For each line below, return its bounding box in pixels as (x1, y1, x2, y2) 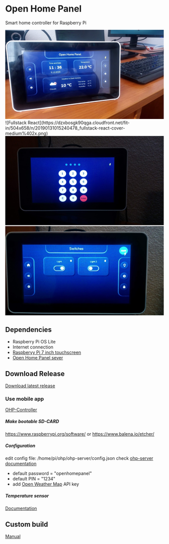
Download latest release (5, 383, 55, 389)
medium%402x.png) (5, 131, 48, 137)
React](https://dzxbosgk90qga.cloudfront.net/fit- (27, 119, 130, 126)
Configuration (5, 442, 36, 449)
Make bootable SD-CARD (5, 418, 59, 424)
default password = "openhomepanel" (12, 470, 92, 476)
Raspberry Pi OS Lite (12, 339, 56, 345)
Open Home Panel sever (12, 355, 63, 361)
